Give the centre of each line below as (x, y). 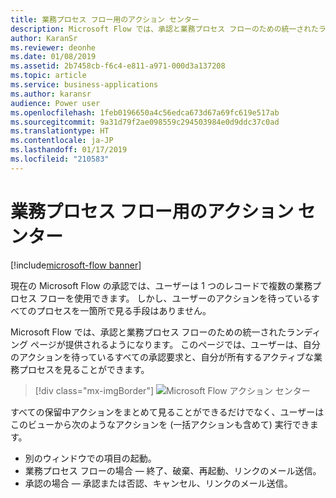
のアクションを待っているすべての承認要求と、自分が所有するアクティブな (162, 357)
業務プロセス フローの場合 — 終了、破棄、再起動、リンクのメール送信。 (173, 470)
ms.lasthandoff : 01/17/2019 (69, 150)
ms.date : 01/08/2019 (53, 57)
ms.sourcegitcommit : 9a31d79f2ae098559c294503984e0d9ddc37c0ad (145, 122)
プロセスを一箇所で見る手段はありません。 (124, 310)
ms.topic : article (48, 76)
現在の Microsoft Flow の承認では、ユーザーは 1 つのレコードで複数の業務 (161, 285)
